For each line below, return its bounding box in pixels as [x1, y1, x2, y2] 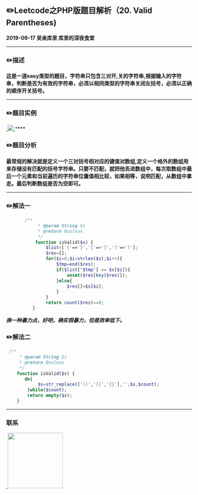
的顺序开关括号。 [6, 88, 48, 95]
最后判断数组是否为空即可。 [16, 180, 84, 187]
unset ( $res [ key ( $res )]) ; [67, 272, 128, 278]
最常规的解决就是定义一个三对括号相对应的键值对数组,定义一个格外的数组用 [6, 157, 189, 164]
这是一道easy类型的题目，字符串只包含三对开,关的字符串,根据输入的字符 [6, 73, 182, 80]
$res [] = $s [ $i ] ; [67, 283, 104, 289]
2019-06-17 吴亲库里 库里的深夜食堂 [6, 34, 95, 41]
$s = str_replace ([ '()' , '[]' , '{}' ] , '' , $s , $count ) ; [37, 381, 160, 387]
